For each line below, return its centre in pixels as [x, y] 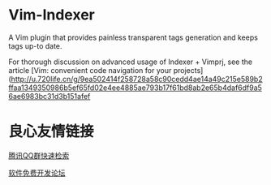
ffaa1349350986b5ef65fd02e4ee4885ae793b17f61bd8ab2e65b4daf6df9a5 [135, 88]
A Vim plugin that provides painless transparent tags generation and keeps [133, 37]
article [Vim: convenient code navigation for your [90, 70]
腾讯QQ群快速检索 [39, 155]
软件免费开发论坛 [37, 173]
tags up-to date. [35, 45]
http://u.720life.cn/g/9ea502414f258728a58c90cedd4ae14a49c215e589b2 [137, 79]
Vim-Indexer [52, 15]
